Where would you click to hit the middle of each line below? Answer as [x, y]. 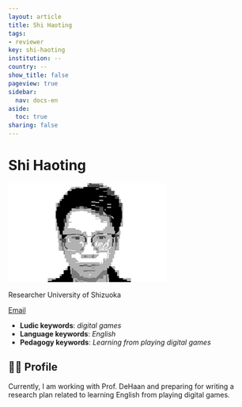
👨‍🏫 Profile [33, 367]
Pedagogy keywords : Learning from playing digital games [115, 342]
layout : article [35, 17]
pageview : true [33, 83]
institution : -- [35, 59]
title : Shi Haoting [40, 25]
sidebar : [23, 92]
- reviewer [26, 42]
